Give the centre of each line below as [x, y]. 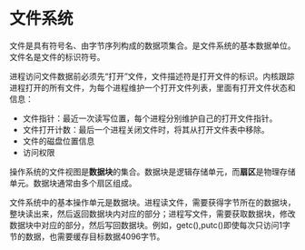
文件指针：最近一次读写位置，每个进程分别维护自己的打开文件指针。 [150, 118]
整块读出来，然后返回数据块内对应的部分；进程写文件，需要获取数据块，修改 [152, 214]
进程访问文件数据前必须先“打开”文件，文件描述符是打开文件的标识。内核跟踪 [152, 76]
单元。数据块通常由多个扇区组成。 [73, 183]
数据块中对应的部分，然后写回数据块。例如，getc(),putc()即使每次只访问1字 [150, 225]
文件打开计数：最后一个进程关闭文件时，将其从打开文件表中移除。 [146, 129]
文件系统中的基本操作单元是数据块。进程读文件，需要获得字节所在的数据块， [152, 202]
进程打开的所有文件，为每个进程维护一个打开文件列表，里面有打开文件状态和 [152, 87]
